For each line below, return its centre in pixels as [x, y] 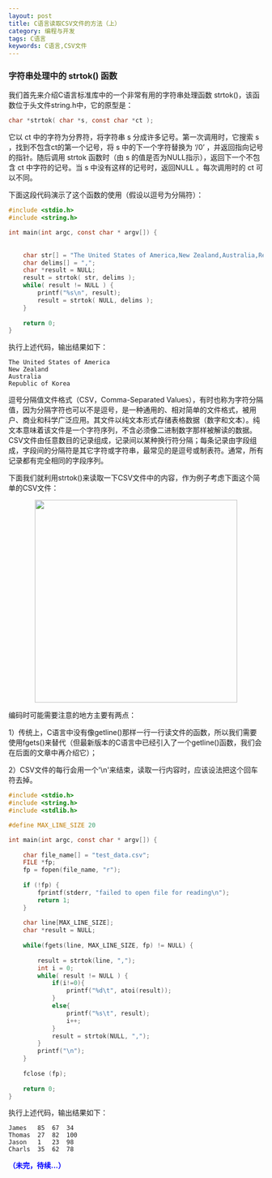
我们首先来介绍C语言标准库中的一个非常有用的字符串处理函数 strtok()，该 [131, 95]
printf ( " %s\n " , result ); [79, 293]
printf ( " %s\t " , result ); [108, 1013]
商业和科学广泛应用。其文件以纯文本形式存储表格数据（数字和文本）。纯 [141, 420]
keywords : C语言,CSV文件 [48, 46]
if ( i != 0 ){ [68, 983]
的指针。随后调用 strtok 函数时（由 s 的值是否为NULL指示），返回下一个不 [131, 157]
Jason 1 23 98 [41, 1142]
